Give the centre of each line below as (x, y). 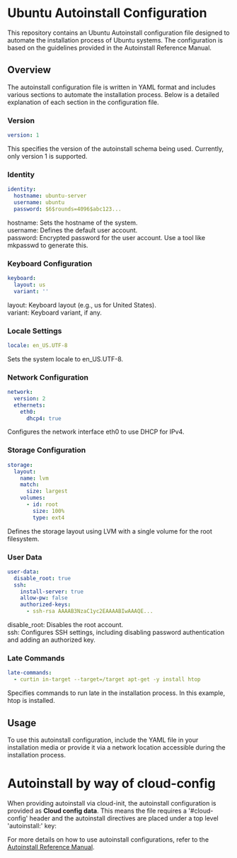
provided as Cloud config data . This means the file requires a (97, 811)
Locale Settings (35, 331)
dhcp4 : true (44, 418)
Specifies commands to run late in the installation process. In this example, (116, 693)
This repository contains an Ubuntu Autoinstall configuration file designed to (118, 33)
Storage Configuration (47, 450)
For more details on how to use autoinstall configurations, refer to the (108, 839)
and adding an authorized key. (51, 640)
